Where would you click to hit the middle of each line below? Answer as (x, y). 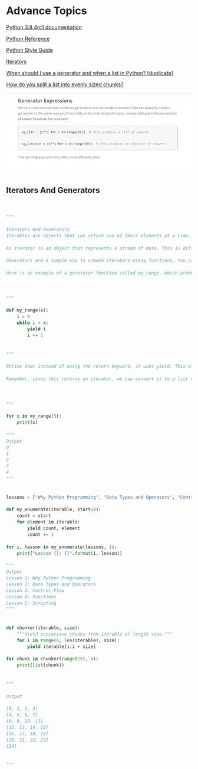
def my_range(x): (27, 310)
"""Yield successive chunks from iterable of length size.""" (95, 634)
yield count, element (54, 528)
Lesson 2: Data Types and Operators (51, 584)
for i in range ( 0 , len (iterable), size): (68, 640)
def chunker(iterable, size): (43, 628)
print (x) (27, 423)
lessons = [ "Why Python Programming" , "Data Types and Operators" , (91, 497)
